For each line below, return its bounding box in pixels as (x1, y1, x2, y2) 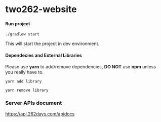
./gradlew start (5, 32, 39, 37)
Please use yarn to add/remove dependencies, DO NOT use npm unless (5, 63, 156, 69)
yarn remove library (5, 88, 49, 93)
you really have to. (5, 69, 44, 75)
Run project (5, 20, 30, 26)
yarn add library (5, 78, 42, 84)
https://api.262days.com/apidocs (5, 110, 75, 117)
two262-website (5, 4, 77, 15)
